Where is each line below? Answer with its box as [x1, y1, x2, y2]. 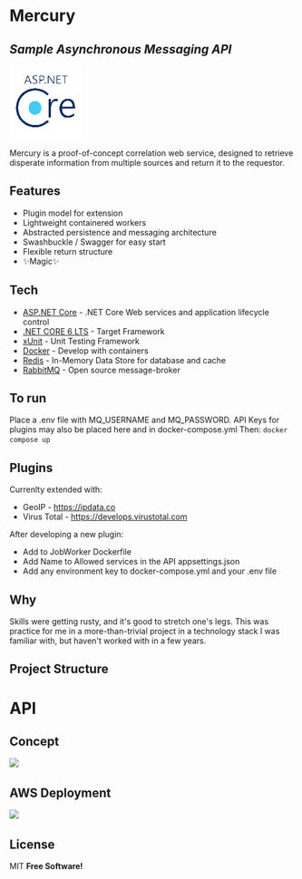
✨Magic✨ [22, 256, 60, 266]
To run [9, 391, 47, 406]
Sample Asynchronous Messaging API [9, 42, 232, 57]
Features [9, 183, 61, 199]
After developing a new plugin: [9, 529, 124, 540]
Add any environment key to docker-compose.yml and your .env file [22, 565, 278, 576]
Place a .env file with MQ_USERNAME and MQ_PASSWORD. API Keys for [9, 414, 279, 426]
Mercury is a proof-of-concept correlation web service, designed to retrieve [9, 148, 294, 159]
